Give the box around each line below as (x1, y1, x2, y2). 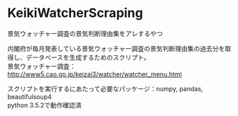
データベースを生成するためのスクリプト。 (26, 53, 151, 62)
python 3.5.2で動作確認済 (7, 100, 82, 109)
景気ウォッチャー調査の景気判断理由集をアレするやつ (7, 29, 163, 37)
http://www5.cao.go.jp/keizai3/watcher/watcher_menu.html (7, 69, 183, 79)
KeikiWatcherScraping (7, 5, 144, 21)
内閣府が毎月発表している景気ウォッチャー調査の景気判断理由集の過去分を (7, 44, 225, 52)
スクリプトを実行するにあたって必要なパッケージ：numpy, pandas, (7, 84, 204, 93)
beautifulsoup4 (7, 92, 52, 100)
